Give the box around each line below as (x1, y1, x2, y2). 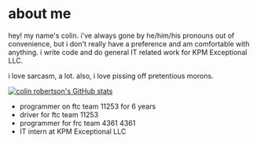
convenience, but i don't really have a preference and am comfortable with (8, 39, 250, 48)
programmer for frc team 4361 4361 (19, 118, 136, 127)
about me (8, 5, 72, 23)
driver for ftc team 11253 (19, 109, 99, 119)
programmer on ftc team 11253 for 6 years (19, 102, 156, 111)
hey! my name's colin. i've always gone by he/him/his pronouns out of (8, 31, 235, 40)
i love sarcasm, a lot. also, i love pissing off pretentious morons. (8, 71, 214, 80)
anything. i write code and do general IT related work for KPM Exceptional (8, 47, 248, 57)
